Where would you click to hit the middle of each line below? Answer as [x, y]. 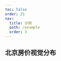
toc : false [16, 9]
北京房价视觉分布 [30, 53]
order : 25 [15, 14]
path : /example [25, 28]
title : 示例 [21, 23]
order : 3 [18, 32]
